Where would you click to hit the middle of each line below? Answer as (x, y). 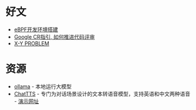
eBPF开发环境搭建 (36, 29)
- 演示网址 (26, 101)
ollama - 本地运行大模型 (43, 86)
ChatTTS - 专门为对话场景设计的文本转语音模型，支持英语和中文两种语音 (102, 94)
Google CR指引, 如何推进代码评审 (54, 36)
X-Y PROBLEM (31, 43)
